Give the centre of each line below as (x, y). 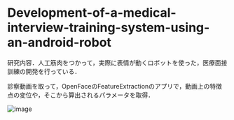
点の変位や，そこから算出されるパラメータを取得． (81, 95)
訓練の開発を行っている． (44, 71)
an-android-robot (60, 43)
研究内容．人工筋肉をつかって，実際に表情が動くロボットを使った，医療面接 (117, 62)
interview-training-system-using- (109, 28)
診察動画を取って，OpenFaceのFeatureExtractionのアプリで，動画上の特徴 (115, 86)
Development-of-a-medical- (92, 13)
